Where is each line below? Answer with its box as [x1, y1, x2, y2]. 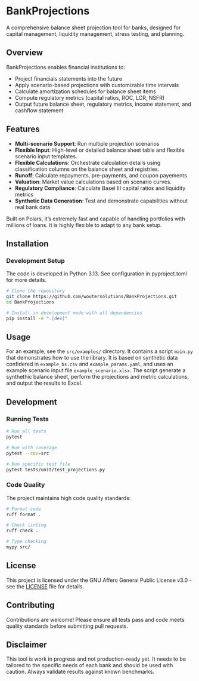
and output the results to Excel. [6, 379, 83, 386]
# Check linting [6, 522, 46, 528]
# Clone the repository [6, 288, 66, 294]
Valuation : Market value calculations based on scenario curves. [14, 178, 172, 185]
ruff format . [6, 511, 42, 517]
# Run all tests [6, 428, 46, 434]
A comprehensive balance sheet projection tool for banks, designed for [6, 24, 181, 31]
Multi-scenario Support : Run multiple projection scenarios [14, 140, 160, 147]
